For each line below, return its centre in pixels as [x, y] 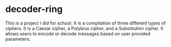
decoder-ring [34, 9]
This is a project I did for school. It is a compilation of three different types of [85, 23]
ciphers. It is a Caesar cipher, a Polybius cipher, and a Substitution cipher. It [84, 28]
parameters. [18, 39]
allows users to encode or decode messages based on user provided [78, 33]
